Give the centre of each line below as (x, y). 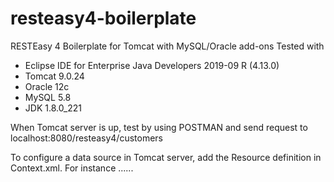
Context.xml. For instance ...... (72, 168)
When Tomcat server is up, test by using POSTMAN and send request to (159, 127)
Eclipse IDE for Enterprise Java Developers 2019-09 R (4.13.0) (152, 65)
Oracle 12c (47, 86)
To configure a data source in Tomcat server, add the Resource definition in (166, 157)
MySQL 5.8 (48, 97)
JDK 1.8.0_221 (53, 108)
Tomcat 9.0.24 (54, 76)
